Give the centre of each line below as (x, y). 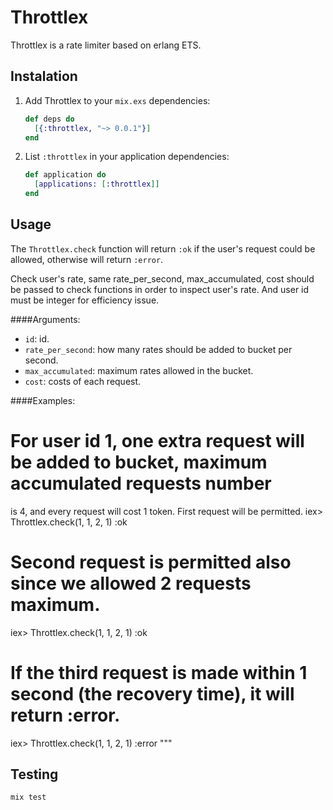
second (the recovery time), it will (152, 693)
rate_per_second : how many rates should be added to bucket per (158, 349)
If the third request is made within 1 (159, 672)
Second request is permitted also (151, 562)
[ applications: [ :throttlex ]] (97, 184)
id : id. (37, 338)
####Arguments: (45, 319)
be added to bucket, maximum (139, 462)
